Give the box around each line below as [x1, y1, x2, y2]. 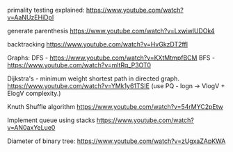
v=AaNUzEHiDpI [7, 13, 54, 22]
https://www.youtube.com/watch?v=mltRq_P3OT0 [7, 61, 152, 69]
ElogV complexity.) [7, 90, 61, 97]
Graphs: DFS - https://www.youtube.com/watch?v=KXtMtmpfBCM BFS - [7, 53, 216, 62]
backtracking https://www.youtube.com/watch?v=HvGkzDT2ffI [7, 40, 188, 48]
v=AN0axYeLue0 [7, 124, 56, 131]
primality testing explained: [7, 6, 85, 14]
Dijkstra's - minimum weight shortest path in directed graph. [7, 74, 179, 83]
